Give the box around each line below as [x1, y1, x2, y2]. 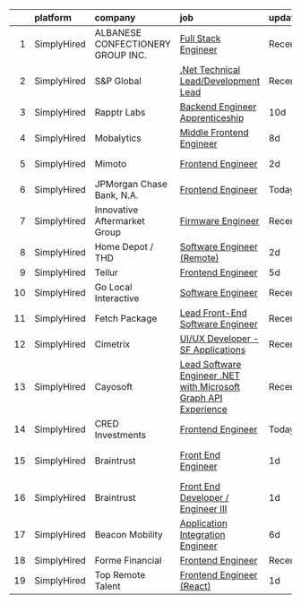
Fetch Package [94, 313, 158, 324]
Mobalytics [94, 132, 142, 144]
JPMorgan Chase [94, 178, 168, 190]
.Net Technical [179, 64, 241, 75]
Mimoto [94, 158, 127, 169]
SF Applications [179, 344, 246, 356]
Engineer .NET [179, 369, 240, 382]
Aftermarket [94, 215, 145, 227]
